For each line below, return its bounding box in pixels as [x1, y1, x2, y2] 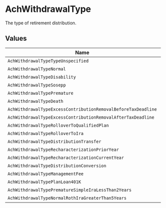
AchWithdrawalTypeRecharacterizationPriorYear [7, 146, 120, 152]
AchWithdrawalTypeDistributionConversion [7, 163, 107, 168]
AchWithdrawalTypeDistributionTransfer [7, 139, 101, 144]
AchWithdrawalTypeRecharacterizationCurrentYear [7, 155, 124, 160]
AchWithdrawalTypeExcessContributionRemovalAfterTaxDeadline [7, 114, 155, 120]
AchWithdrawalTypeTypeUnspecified [7, 58, 89, 64]
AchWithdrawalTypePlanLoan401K [7, 179, 82, 185]
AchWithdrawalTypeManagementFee [7, 171, 84, 177]
